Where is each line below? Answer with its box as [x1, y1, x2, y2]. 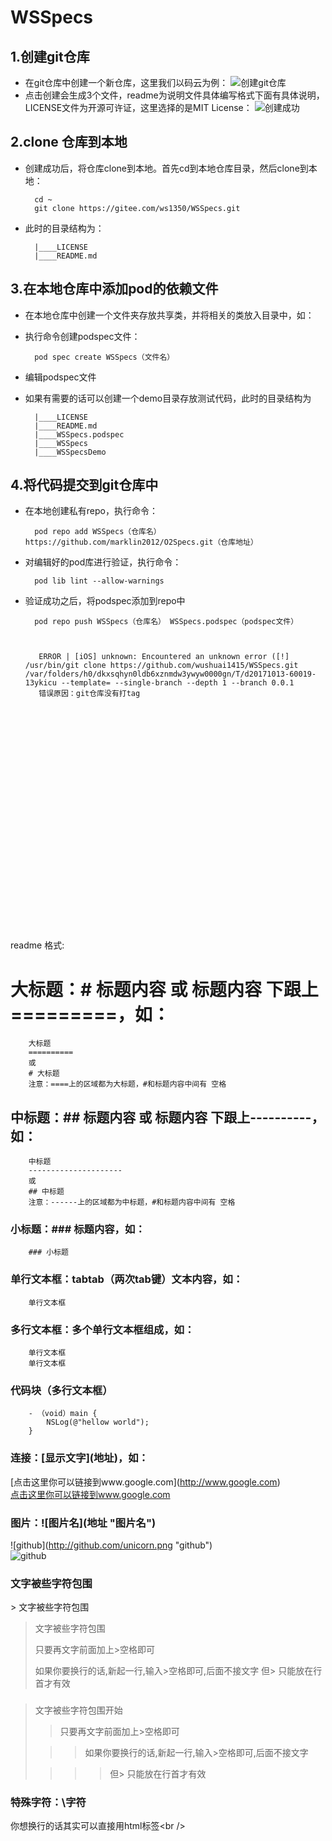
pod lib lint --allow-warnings [34, 576, 165, 586]
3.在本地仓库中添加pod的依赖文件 [10, 281, 219, 298]
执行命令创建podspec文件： [24, 330, 141, 342]
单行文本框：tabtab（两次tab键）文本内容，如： [10, 1272, 244, 1286]
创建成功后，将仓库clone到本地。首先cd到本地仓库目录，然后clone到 [24, 162, 309, 174]
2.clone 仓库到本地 [10, 134, 128, 151]
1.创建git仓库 [10, 48, 90, 65]
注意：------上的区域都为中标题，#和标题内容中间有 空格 [28, 1197, 236, 1208]
